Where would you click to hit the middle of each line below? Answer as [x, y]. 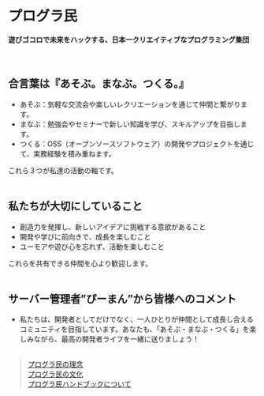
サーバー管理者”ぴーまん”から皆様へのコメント [123, 298]
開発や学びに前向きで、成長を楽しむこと [85, 236]
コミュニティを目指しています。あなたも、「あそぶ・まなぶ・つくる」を [134, 330]
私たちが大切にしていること [76, 206]
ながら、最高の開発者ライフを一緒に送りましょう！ [116, 339]
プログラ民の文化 [55, 374]
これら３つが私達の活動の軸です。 [63, 170]
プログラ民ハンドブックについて [79, 384]
